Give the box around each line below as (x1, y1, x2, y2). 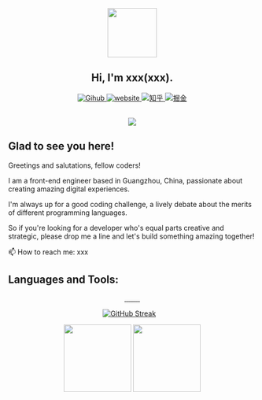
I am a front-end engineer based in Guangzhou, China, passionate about (8, 176, 243, 185)
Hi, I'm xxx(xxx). (91, 71, 173, 85)
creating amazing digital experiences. (8, 184, 130, 194)
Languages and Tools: (8, 273, 120, 287)
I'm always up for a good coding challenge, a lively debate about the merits (8, 199, 252, 209)
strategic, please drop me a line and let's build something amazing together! (8, 231, 255, 241)
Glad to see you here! (8, 139, 115, 153)
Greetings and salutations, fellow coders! (8, 161, 142, 170)
